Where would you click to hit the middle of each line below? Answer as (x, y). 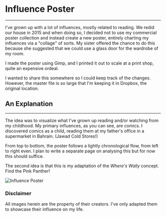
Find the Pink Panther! (28, 171)
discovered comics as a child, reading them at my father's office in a (75, 131)
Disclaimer (18, 193)
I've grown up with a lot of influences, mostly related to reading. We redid (80, 27)
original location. (22, 88)
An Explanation (29, 104)
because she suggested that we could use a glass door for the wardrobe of (82, 48)
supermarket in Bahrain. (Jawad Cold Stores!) (52, 136)
